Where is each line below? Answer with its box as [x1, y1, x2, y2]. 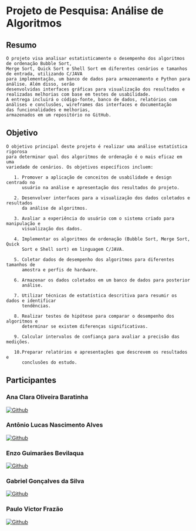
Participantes [6, 375, 57, 385]
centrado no [6, 179, 35, 186]
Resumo [6, 40, 37, 50]
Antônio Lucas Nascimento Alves [6, 421, 103, 429]
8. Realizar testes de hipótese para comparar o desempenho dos [13, 313, 175, 319]
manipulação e [6, 220, 41, 227]
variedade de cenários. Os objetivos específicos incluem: [6, 164, 154, 170]
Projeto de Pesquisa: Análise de [6, 4, 164, 18]
